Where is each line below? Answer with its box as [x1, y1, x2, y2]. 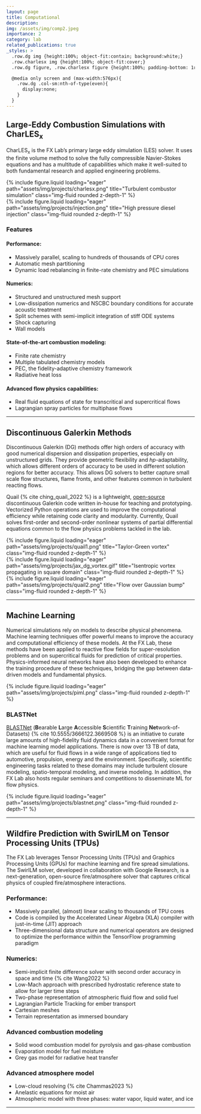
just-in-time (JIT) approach [14, 921, 82, 928]
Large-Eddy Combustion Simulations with [6, 120, 166, 130]
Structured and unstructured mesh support [14, 293, 121, 300]
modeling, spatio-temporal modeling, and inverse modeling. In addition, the [6, 768, 191, 776]
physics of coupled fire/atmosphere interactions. [6, 879, 127, 886]
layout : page [6, 8, 39, 15]
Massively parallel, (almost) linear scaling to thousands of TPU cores [14, 908, 184, 915]
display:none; [22, 86, 58, 93]
